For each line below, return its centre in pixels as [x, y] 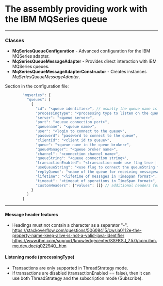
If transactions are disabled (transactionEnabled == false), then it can [81, 273]
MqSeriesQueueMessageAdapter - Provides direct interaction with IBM [84, 61]
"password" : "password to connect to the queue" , [87, 136]
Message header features [32, 214]
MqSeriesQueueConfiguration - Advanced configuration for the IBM [81, 51]
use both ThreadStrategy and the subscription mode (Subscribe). [77, 278]
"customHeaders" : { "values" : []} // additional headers [93, 185]
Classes [15, 40]
